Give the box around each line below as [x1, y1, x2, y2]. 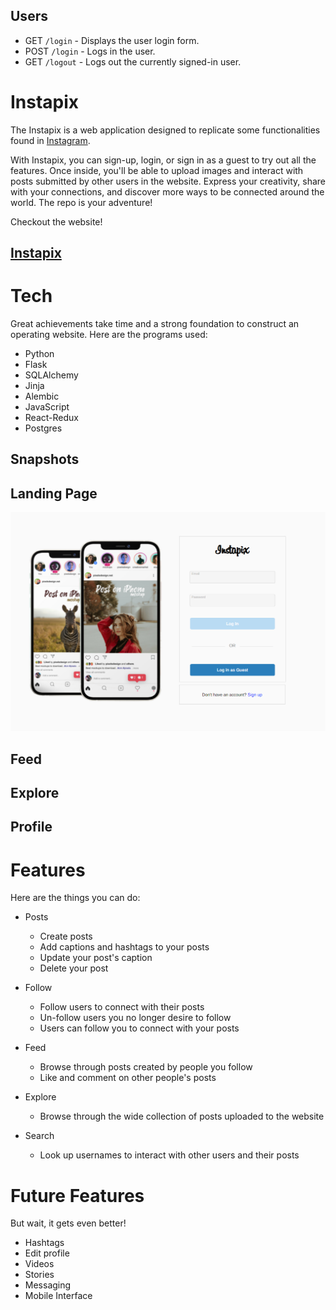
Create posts [39, 930, 93, 943]
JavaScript [24, 401, 70, 413]
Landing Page [10, 485, 98, 502]
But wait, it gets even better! [10, 1217, 127, 1229]
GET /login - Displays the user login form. [24, 34, 200, 46]
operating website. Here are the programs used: [10, 329, 208, 341]
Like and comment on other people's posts [39, 1072, 217, 1084]
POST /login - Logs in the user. [24, 45, 156, 57]
